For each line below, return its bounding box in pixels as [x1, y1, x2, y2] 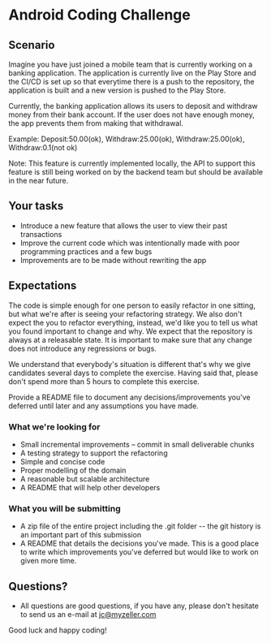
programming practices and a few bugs [19, 246, 153, 257]
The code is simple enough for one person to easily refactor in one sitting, [8, 300, 256, 310]
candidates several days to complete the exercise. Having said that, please [8, 368, 259, 378]
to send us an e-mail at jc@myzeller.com [19, 610, 157, 619]
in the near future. [8, 176, 69, 185]
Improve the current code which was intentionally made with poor [19, 238, 240, 248]
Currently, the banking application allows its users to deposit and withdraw [8, 101, 258, 110]
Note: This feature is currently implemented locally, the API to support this [8, 158, 256, 168]
